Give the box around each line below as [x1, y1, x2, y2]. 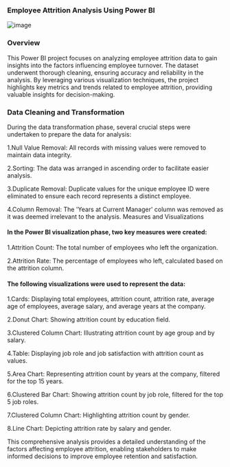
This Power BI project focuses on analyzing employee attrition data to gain [7, 53, 218, 62]
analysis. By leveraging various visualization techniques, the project [7, 75, 199, 84]
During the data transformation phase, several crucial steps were [7, 123, 191, 131]
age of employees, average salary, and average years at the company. [7, 302, 206, 311]
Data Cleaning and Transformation [7, 107, 125, 117]
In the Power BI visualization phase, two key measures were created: [7, 228, 207, 237]
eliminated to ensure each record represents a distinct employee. [7, 191, 192, 200]
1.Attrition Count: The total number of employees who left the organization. [7, 243, 218, 252]
